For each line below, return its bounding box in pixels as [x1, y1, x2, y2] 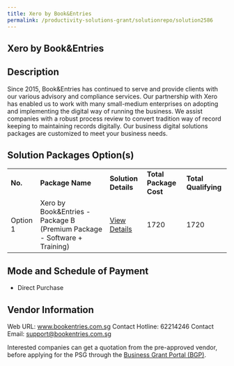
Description [7, 66, 59, 78]
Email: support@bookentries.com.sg [7, 330, 111, 338]
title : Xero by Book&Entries [7, 10, 92, 17]
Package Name [40, 178, 92, 188]
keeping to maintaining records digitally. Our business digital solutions [7, 121, 208, 130]
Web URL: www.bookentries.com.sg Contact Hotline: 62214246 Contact [7, 322, 214, 331]
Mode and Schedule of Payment [7, 265, 149, 277]
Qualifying [186, 182, 222, 192]
